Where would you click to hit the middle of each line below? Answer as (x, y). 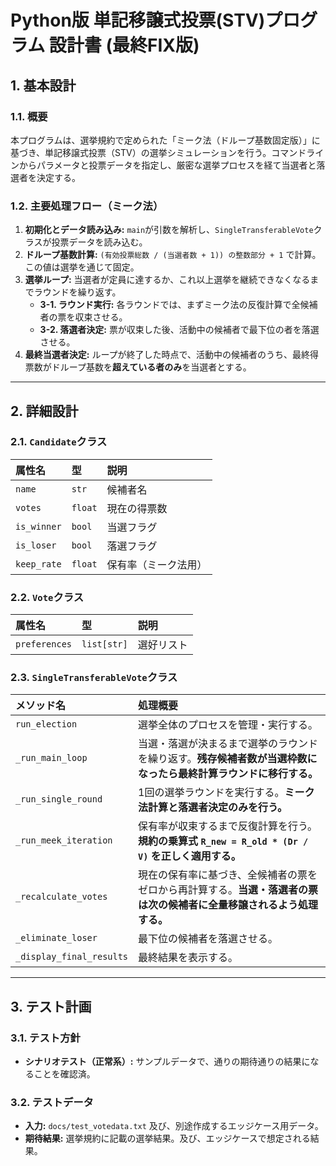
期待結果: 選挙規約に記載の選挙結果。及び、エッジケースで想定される (167, 1138)
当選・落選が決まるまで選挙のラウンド (228, 744)
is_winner (38, 526)
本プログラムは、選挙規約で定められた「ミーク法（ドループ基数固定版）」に (165, 140)
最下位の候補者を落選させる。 (208, 939)
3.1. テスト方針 (45, 1038)
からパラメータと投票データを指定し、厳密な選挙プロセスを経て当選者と (167, 165)
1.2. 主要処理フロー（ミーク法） (87, 206)
